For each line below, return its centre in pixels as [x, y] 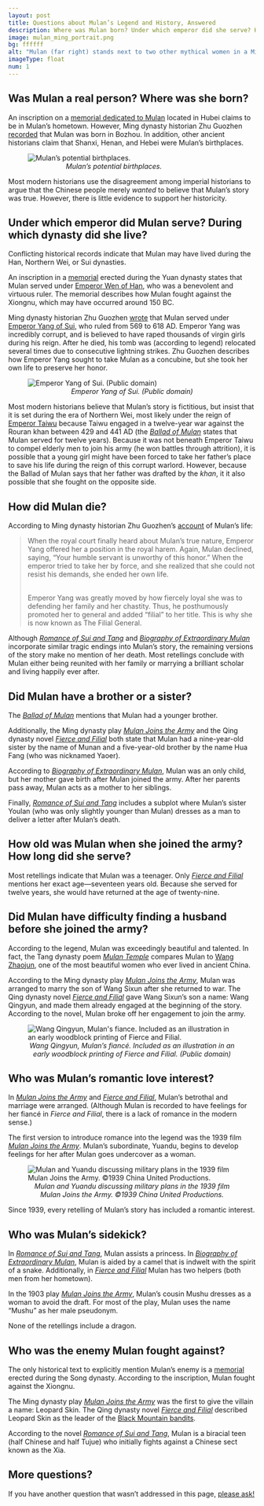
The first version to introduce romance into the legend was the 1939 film [125, 1138]
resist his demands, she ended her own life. [98, 574]
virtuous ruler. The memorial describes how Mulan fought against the [120, 294]
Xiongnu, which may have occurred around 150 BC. [91, 303]
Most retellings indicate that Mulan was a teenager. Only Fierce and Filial [126, 875]
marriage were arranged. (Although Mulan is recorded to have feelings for [128, 1106]
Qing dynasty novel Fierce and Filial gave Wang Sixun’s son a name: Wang [128, 996]
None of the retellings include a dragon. [72, 1326]
